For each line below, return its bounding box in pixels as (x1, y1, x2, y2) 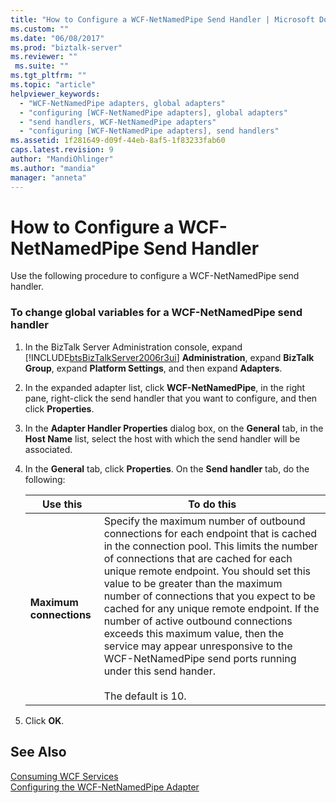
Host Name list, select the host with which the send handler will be (24, 432, 301, 445)
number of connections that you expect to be (103, 589, 316, 603)
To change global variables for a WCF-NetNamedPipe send (10, 306, 303, 320)
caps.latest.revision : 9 (10, 145, 114, 155)
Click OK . (24, 714, 65, 726)
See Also (10, 744, 67, 761)
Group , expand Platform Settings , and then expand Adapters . (24, 362, 283, 374)
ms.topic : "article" (10, 80, 97, 90)
